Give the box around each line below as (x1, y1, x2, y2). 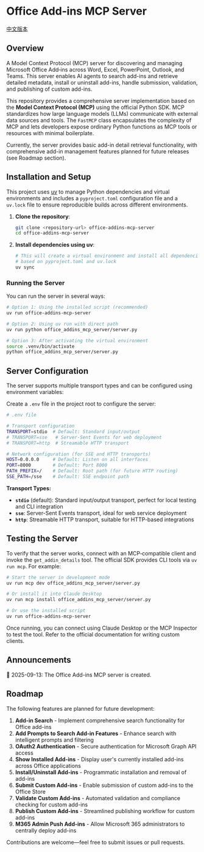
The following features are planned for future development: (6, 705, 155, 712)
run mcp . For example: (6, 562, 62, 570)
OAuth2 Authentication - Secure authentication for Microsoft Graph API (15, 742, 197, 750)
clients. (6, 637, 25, 644)
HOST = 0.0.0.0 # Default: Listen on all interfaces (6, 457, 149, 463)
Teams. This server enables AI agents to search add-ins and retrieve (6, 72, 178, 80)
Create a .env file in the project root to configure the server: (6, 400, 157, 407)
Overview (6, 43, 44, 54)
